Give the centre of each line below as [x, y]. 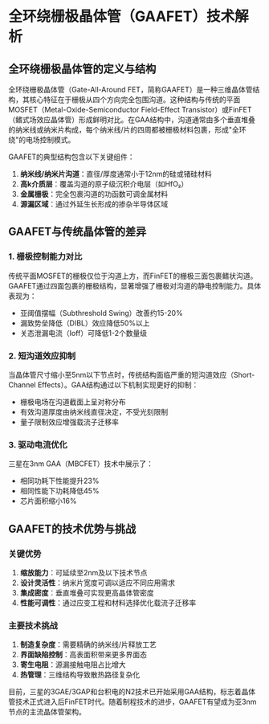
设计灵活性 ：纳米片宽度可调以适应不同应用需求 [97, 583]
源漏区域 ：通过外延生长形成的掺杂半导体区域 [94, 204]
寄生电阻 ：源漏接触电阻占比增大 [73, 665]
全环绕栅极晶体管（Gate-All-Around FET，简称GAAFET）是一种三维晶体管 [130, 90]
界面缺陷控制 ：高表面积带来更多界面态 [83, 655]
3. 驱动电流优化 [38, 444]
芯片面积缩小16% [48, 501]
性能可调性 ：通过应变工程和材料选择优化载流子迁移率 [108, 603]
